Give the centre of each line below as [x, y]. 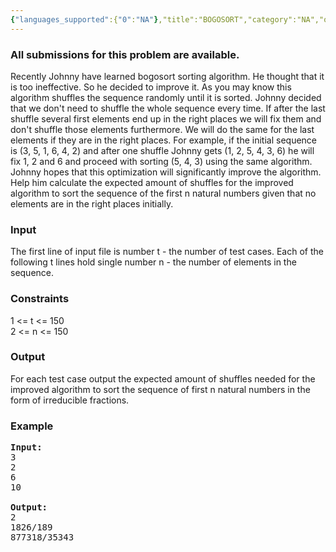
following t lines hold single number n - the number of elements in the [153, 262]
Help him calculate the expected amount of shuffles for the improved [152, 182]
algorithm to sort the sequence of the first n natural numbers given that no [163, 193]
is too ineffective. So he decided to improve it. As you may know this [151, 87]
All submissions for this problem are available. [125, 54]
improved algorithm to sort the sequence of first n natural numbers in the [160, 389]
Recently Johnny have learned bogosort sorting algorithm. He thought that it [167, 76]
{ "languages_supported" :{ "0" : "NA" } [84, 19]
